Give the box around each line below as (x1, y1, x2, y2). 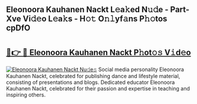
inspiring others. (6, 91, 46, 98)
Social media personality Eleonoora (98, 66, 185, 73)
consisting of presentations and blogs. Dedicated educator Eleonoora (6, 79, 175, 86)
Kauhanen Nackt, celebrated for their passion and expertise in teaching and (6, 85, 191, 92)
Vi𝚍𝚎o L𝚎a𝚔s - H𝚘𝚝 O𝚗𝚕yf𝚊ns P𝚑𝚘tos (22, 14, 168, 24)
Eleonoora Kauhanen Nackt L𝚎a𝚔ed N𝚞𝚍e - (6, 5, 169, 15)
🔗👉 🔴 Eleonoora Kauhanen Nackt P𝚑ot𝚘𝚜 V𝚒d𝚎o (6, 47, 191, 58)
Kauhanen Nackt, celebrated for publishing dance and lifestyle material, (6, 73, 180, 79)
